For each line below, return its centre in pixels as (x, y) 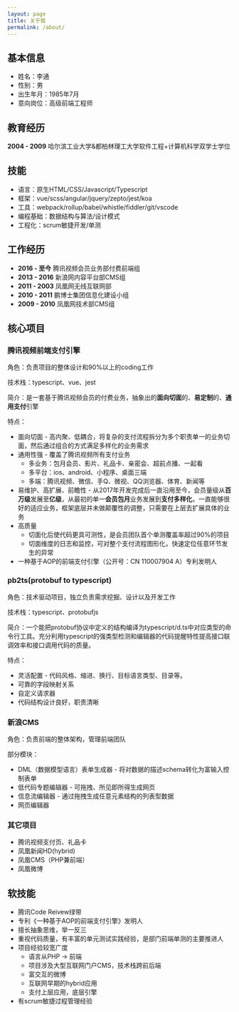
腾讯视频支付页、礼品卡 (52, 842)
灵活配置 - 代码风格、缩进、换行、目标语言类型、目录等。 (102, 675)
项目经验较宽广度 (43, 948)
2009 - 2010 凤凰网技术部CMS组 (66, 304)
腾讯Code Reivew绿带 (49, 912)
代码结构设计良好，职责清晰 (58, 702)
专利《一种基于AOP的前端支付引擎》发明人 (80, 921)
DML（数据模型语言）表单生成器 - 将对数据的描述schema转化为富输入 (120, 769)
